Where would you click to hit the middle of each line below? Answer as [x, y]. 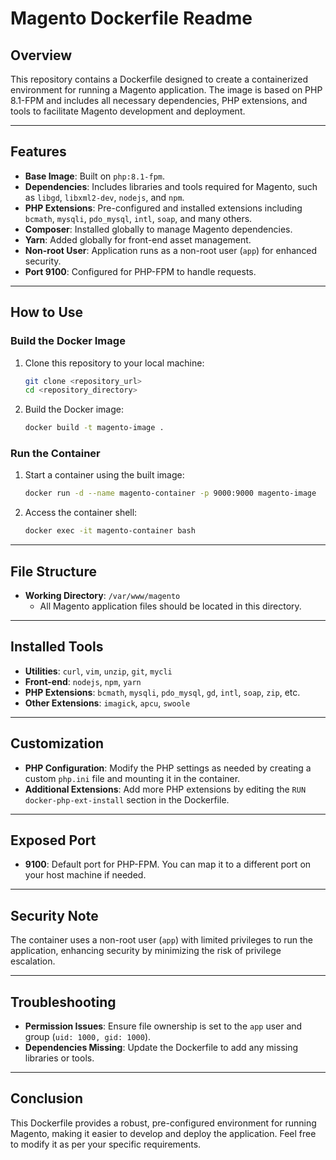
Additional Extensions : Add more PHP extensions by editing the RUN [165, 789]
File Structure [53, 571]
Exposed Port [53, 840]
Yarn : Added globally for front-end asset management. [138, 239]
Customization [57, 743]
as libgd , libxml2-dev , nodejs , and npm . [104, 197]
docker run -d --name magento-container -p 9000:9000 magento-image [170, 493]
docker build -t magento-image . [94, 428]
